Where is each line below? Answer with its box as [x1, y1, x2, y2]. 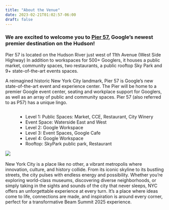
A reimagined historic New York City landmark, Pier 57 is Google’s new [5, 77, 154, 84]
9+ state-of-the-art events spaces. [5, 68, 79, 74]
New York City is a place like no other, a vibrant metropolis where [5, 161, 143, 167]
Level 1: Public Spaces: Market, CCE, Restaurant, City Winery [25, 113, 154, 119]
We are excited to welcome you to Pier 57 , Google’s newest [5, 34, 154, 41]
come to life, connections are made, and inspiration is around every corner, [5, 193, 163, 199]
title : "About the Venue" [5, 7, 60, 13]
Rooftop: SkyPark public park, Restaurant [25, 140, 112, 146]
